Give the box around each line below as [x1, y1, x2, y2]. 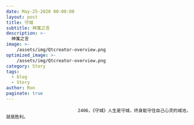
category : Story [6, 63, 46, 69]
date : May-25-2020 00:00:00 [6, 8, 75, 15]
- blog [11, 74, 28, 80]
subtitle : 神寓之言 [6, 25, 50, 31]
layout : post [6, 14, 38, 20]
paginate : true [6, 90, 43, 96]
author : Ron [6, 85, 35, 91]
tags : [6, 69, 19, 75]
